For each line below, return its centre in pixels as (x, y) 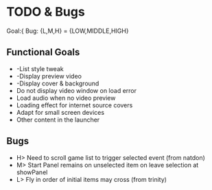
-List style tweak (40, 68)
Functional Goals (43, 52)
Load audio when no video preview (66, 98)
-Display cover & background (58, 83)
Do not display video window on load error (76, 90)
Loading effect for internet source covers (74, 105)
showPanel (32, 172)
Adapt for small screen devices (60, 112)
